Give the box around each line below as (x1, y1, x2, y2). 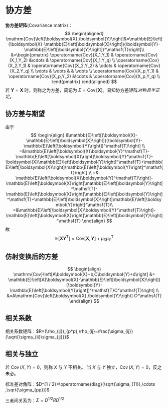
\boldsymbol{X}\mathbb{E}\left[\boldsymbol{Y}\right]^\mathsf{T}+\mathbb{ (6, 159, 163, 165)
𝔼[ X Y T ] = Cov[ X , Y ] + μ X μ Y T (55, 234, 114, 242)
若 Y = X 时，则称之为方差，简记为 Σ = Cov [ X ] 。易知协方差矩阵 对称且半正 (5, 87, 160, 93)
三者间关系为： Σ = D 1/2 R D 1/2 (5, 396, 64, 403)
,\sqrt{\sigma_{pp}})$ (5, 386, 50, 393)
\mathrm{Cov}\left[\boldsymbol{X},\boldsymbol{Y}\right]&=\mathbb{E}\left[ (6, 36, 163, 42)
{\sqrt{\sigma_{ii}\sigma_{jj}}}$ (5, 333, 69, 340)
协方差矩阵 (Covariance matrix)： (5, 22, 73, 28)
